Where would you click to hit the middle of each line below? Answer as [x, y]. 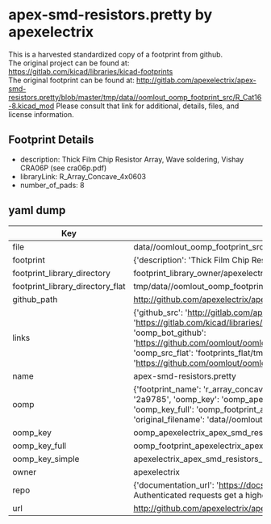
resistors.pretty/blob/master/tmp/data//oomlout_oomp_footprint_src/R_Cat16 [135, 97]
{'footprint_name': [167, 389]
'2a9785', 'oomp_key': [176, 399]
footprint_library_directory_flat [69, 286]
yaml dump [37, 210]
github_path [35, 299]
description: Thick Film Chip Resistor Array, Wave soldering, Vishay [132, 159]
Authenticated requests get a [188, 495]
